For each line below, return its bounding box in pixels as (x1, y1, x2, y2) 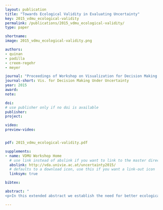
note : (5, 91, 16, 97)
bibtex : (5, 180, 21, 185)
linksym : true (9, 171, 38, 177)
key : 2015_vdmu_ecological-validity (5, 16, 79, 21)
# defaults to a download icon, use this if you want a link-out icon (9, 167, 155, 172)
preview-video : (5, 127, 36, 132)
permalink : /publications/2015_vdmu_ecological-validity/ (5, 20, 125, 26)
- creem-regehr (5, 60, 36, 65)
